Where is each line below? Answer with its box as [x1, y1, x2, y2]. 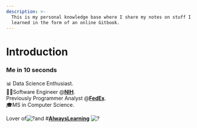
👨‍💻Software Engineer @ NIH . [6, 88, 75, 95]
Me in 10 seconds [6, 66, 57, 74]
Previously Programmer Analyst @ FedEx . [6, 94, 106, 101]
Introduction [6, 45, 68, 58]
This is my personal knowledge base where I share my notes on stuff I [11, 14, 192, 20]
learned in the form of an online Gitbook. [11, 19, 120, 25]
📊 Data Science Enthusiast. [6, 80, 74, 87]
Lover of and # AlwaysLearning [6, 114, 90, 122]
